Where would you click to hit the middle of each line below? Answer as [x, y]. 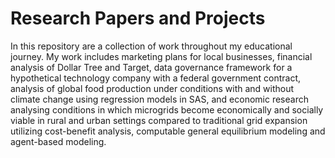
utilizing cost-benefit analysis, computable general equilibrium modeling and [168, 131]
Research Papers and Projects [138, 18]
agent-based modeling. [58, 141]
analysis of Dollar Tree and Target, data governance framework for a [151, 67]
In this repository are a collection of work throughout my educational [151, 46]
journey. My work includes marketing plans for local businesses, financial [161, 56]
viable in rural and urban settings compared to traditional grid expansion [159, 120]
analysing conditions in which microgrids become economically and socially [167, 109]
